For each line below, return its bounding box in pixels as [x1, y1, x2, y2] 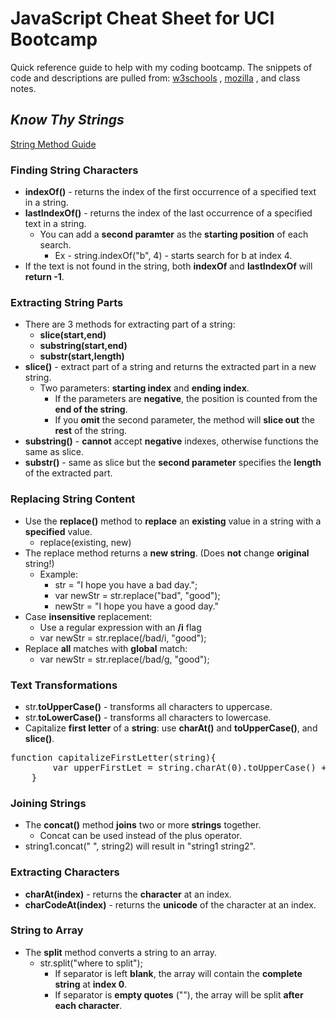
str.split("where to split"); [39, 957, 143, 969]
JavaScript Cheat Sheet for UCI [10, 7, 275, 30]
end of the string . [54, 403, 128, 416]
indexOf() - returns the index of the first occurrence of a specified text [24, 186, 317, 198]
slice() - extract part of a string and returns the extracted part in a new [24, 361, 317, 373]
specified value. [24, 525, 93, 537]
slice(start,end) [39, 329, 107, 341]
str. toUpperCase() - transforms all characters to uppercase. [24, 700, 273, 712]
